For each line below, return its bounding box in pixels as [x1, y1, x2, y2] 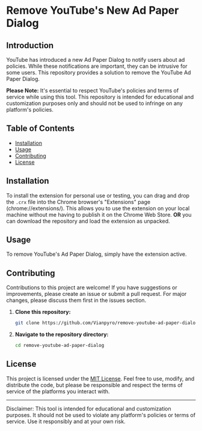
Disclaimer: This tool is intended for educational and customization [6, 405, 171, 412]
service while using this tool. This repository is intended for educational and [6, 94, 194, 100]
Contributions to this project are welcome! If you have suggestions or [6, 284, 177, 291]
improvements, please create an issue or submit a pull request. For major [6, 291, 187, 298]
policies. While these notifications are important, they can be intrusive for [6, 62, 188, 70]
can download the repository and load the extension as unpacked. [6, 217, 170, 225]
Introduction [6, 40, 54, 50]
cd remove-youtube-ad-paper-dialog [14, 343, 105, 349]
